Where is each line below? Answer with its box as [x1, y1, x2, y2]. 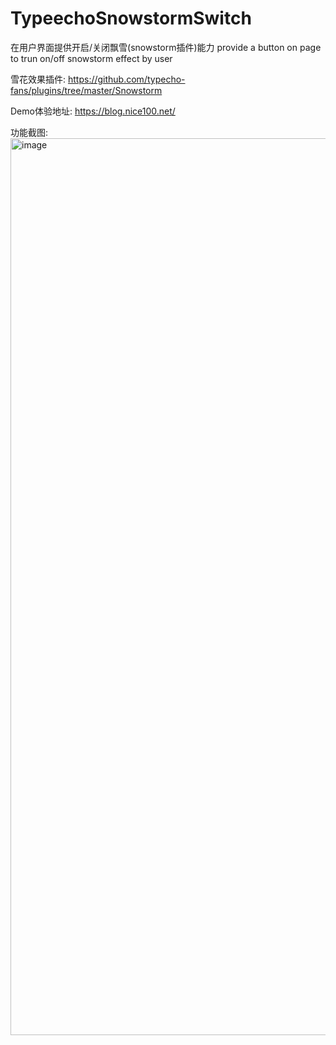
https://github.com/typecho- [67, 73, 186, 85]
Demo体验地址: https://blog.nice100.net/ [10, 105, 176, 117]
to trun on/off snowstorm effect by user [10, 52, 173, 64]
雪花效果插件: [10, 73, 67, 85]
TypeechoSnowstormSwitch [10, 7, 252, 30]
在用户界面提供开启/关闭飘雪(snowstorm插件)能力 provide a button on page [10, 41, 322, 53]
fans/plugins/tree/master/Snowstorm [10, 84, 163, 96]
